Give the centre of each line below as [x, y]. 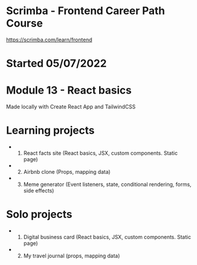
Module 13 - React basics [69, 90]
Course [24, 23]
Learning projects [50, 130]
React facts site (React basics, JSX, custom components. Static [101, 153]
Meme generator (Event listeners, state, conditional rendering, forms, [107, 184]
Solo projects [39, 215]
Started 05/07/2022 [57, 64]
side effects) [39, 191]
